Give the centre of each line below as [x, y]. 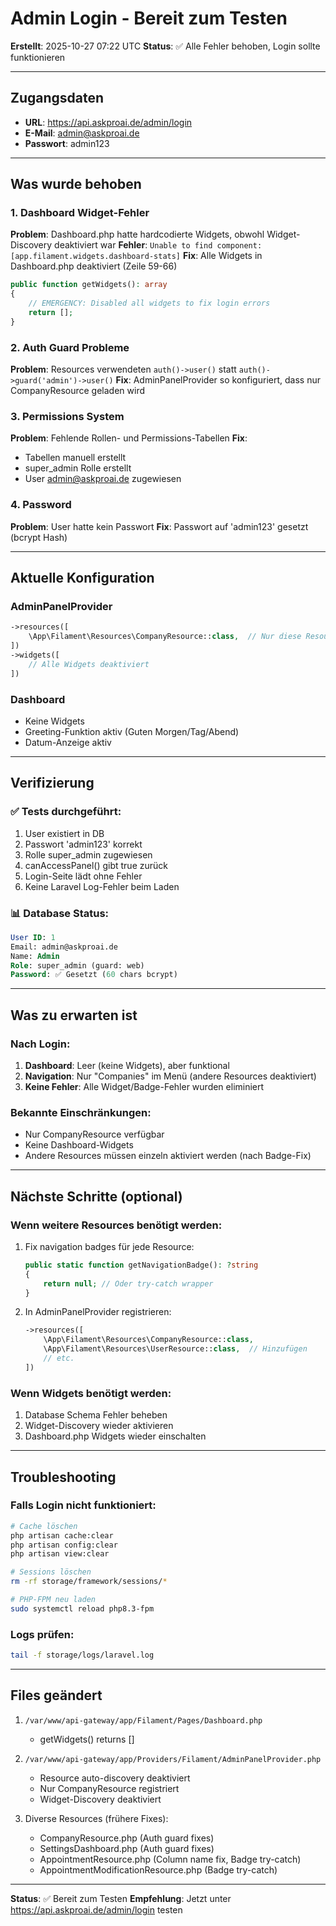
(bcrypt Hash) [39, 537]
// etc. [59, 1358]
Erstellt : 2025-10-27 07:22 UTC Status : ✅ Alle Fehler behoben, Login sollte [165, 46]
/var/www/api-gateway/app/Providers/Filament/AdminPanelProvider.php [173, 1759]
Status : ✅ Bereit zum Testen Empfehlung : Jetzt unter [121, 1898]
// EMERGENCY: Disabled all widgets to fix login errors [149, 303]
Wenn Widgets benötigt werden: [91, 1393]
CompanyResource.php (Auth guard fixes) [127, 1838]
